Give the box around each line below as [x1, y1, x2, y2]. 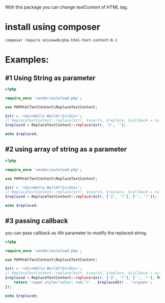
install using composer [5, 22, 101, 33]
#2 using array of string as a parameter [5, 145, 127, 153]
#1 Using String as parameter [5, 74, 96, 82]
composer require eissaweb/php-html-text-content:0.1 [5, 38, 118, 42]
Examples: [5, 54, 49, 66]
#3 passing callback [5, 217, 68, 225]
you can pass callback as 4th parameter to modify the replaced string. [5, 229, 147, 236]
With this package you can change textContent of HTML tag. [5, 4, 128, 10]
